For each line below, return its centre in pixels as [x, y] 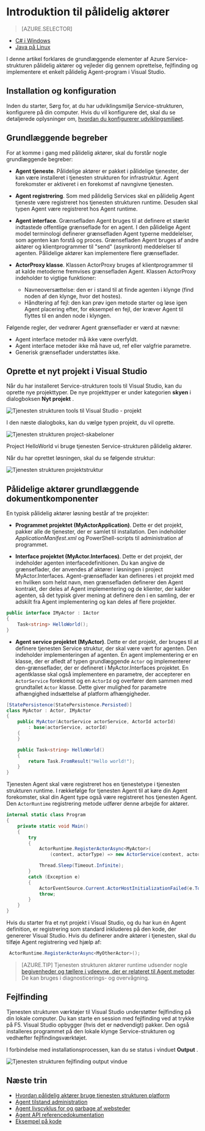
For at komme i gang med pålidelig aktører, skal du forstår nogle [87, 153]
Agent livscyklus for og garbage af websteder [73, 1108]
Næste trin [27, 1081]
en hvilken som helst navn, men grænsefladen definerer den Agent [99, 582]
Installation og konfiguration [61, 91]
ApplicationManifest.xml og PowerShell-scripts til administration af [99, 538]
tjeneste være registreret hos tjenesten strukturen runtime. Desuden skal [106, 202]
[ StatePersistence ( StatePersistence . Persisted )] [69, 705]
